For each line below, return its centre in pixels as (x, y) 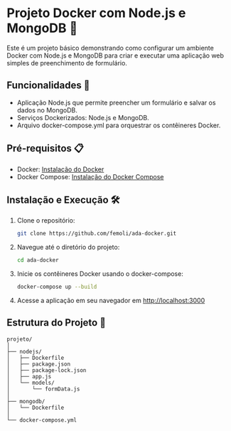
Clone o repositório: (46, 220)
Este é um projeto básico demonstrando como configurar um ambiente (110, 48)
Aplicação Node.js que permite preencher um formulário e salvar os (116, 102)
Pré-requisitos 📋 (45, 148)
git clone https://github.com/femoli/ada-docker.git (97, 234)
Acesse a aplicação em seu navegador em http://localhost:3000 (111, 300)
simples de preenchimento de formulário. (67, 63)
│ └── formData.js (43, 389)
